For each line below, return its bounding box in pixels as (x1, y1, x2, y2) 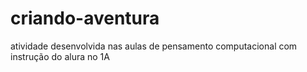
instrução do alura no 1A (10, 50, 110, 62)
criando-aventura (10, 7, 160, 30)
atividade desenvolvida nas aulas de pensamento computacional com (10, 40, 298, 52)
